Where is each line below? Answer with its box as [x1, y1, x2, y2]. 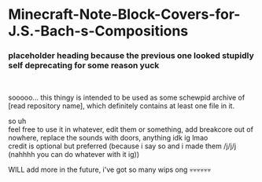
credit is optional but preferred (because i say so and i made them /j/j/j [8, 141, 237, 151]
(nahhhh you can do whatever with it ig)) [8, 150, 140, 159]
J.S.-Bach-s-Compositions [8, 22, 189, 40]
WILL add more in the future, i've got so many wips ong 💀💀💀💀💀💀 [8, 165, 211, 174]
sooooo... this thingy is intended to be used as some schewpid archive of [8, 93, 245, 103]
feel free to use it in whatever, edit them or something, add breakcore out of [8, 125, 254, 134]
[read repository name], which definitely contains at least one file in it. [8, 101, 234, 111]
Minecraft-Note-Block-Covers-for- [8, 5, 241, 24]
